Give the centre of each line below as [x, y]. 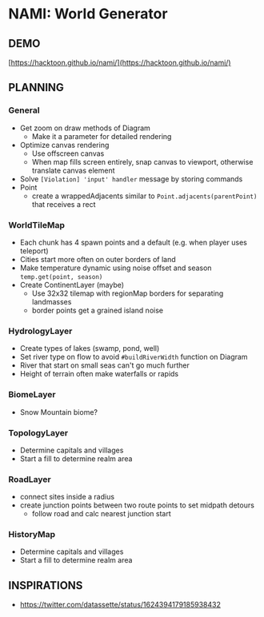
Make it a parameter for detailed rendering [102, 136]
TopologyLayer [38, 432]
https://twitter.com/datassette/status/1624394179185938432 [120, 605]
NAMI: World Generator [88, 14]
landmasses [52, 301]
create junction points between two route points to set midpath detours [137, 505]
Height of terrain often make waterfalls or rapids [99, 374]
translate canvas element [73, 170]
